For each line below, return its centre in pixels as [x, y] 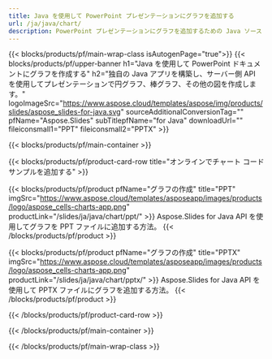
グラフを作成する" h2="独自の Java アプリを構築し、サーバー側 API [142, 74]
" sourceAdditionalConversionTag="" [182, 112]
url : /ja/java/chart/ [45, 24]
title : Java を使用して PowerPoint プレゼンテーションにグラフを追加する [121, 16]
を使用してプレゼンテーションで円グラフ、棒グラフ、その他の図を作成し [129, 84]
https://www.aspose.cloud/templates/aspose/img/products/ [163, 103]
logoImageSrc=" [36, 103]
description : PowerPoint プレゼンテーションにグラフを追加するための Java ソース [135, 31]
